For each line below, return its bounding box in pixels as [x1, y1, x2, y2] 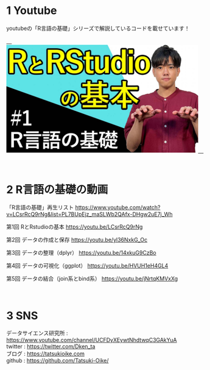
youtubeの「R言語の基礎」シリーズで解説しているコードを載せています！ [6, 24, 190, 32]
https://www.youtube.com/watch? [75, 204, 161, 211]
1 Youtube [6, 4, 57, 18]
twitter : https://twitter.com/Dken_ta [6, 343, 96, 350]
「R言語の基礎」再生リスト [6, 204, 74, 211]
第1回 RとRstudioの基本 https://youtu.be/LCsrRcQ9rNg [6, 223, 143, 230]
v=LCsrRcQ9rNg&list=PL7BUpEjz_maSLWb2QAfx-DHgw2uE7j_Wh [6, 211, 173, 218]
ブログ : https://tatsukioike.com [6, 350, 85, 357]
